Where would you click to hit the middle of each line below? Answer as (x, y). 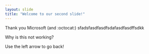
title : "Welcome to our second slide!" (45, 14)
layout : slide (19, 9)
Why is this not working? (29, 37)
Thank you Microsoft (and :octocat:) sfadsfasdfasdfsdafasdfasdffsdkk (75, 27)
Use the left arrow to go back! (34, 46)
